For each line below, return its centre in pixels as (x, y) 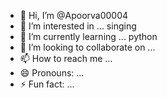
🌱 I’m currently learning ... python (88, 36)
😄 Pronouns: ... (52, 73)
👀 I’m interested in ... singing (78, 26)
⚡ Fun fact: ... (47, 84)
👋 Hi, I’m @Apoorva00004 (74, 15)
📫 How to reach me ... (66, 58)
